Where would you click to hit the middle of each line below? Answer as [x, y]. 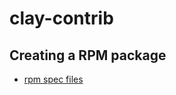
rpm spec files [53, 79]
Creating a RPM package [88, 55]
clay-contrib [61, 18]
